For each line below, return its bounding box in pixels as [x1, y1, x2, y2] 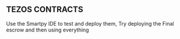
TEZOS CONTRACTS [6, 5, 84, 15]
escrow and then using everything [6, 26, 90, 33]
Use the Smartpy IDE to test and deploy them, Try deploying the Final [6, 20, 174, 27]
